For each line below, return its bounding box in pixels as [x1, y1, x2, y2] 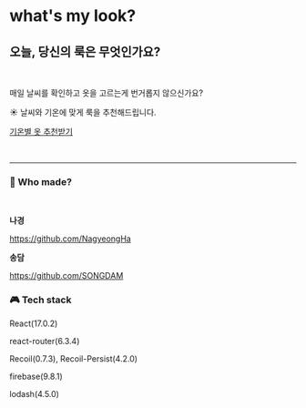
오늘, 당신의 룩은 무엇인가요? [9, 44, 161, 59]
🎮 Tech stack [9, 293, 72, 306]
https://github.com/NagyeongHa [9, 233, 132, 244]
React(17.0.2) [9, 318, 58, 329]
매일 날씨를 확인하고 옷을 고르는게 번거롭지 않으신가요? [9, 87, 203, 98]
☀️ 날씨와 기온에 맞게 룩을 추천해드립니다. [9, 107, 157, 117]
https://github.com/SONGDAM [9, 270, 124, 281]
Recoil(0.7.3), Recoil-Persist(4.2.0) [9, 352, 138, 364]
